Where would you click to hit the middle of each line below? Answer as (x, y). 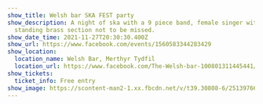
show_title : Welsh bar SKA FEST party (71, 15)
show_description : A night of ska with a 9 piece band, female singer (125, 23)
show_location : (32, 52)
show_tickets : (31, 74)
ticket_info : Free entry (55, 81)
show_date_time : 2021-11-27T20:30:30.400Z (78, 37)
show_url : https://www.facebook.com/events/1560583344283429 (110, 45)
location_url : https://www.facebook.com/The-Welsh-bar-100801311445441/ (136, 66)
